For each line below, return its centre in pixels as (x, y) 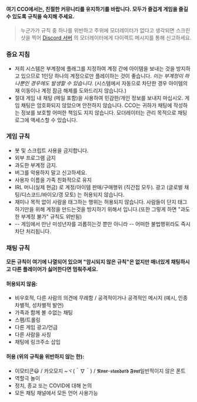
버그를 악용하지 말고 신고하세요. (51, 172)
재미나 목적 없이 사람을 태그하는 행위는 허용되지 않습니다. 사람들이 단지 (95, 202)
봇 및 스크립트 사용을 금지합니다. (51, 150)
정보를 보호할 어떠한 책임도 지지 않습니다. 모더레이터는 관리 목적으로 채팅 (104, 112)
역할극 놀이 (27, 378)
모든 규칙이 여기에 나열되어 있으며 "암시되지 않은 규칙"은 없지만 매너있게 (88, 262)
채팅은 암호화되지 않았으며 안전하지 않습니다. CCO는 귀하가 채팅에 (96, 105)
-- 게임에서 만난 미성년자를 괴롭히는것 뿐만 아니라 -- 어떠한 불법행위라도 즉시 (103, 224)
